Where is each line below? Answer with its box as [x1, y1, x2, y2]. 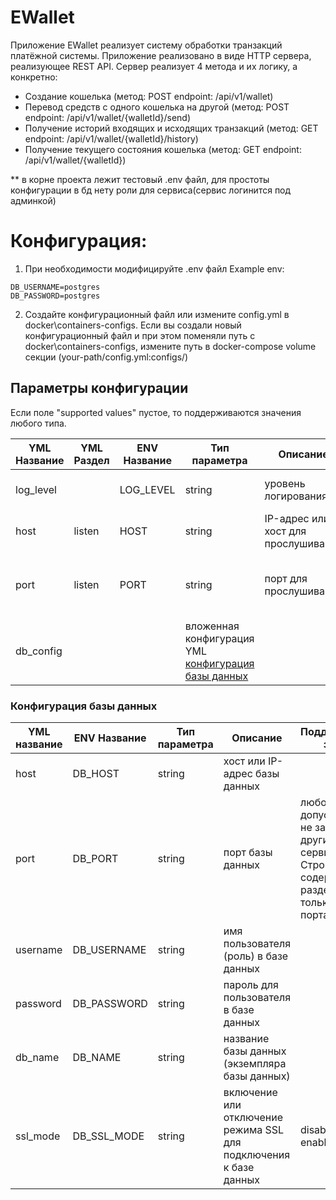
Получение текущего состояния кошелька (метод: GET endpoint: [24, 143, 302, 155]
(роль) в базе [223, 949, 289, 963]
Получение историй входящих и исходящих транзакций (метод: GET [24, 122, 319, 134]
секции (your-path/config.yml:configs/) [24, 351, 189, 363]
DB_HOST [72, 766, 120, 780]
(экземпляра [223, 1056, 287, 1070]
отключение [223, 1110, 284, 1124]
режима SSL [223, 1122, 285, 1136]
